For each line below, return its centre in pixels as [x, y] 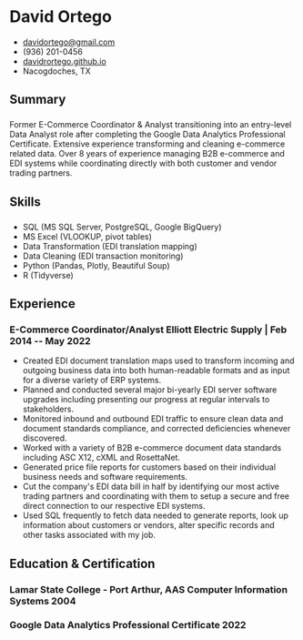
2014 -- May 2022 [50, 340]
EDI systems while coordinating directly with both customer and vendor [143, 163]
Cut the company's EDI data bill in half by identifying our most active [151, 487]
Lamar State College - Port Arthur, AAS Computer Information [149, 589]
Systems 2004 [43, 601]
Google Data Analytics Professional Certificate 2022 [128, 625]
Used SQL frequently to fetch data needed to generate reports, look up [156, 515]
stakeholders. [48, 409]
